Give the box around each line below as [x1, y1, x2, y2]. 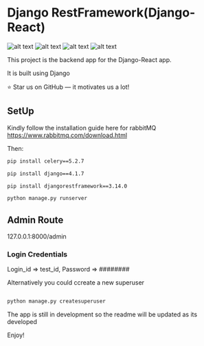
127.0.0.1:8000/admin [7, 232, 67, 241]
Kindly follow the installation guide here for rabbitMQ [7, 123, 157, 132]
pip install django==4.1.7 [7, 170, 84, 177]
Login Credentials [7, 250, 67, 259]
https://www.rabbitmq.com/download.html [7, 131, 128, 139]
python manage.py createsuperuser [7, 298, 106, 305]
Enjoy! [7, 331, 25, 339]
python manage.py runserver [7, 195, 88, 202]
